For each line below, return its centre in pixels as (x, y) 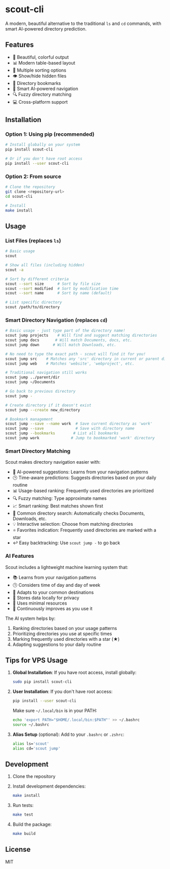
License (18, 849)
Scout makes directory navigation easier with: (53, 462)
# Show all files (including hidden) (45, 265)
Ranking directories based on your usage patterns (65, 628)
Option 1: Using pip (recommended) (50, 134)
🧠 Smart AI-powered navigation (45, 88)
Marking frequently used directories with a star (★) (66, 639)
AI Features (20, 556)
